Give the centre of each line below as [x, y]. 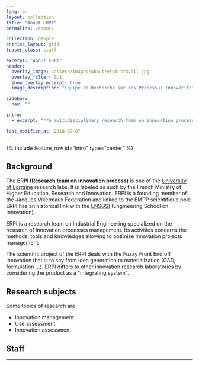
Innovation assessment [43, 330]
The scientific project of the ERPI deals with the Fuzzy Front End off [89, 254]
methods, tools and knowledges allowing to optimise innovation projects [94, 236]
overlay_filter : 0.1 [37, 77]
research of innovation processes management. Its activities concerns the [97, 230]
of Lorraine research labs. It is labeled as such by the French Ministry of [94, 187]
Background [29, 166]
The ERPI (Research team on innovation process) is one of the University [96, 181]
